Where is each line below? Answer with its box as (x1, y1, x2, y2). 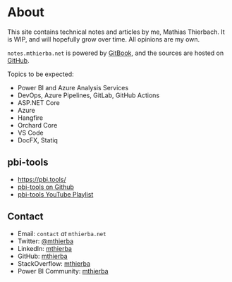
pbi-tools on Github (17, 183, 74, 191)
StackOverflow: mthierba (17, 259, 90, 268)
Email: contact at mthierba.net (17, 229, 107, 238)
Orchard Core (17, 121, 58, 129)
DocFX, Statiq (17, 135, 59, 145)
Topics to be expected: (7, 70, 74, 78)
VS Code (17, 128, 44, 137)
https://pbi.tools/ (17, 175, 66, 183)
